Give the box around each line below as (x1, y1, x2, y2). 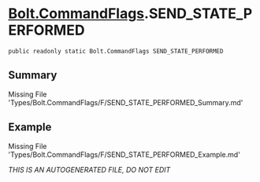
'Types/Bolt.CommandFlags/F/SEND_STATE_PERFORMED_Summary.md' (8, 97, 243, 107)
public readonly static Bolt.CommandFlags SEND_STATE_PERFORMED (8, 47, 224, 55)
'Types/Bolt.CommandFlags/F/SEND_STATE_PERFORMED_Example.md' (8, 150, 240, 159)
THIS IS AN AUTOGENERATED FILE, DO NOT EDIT (8, 165, 171, 174)
